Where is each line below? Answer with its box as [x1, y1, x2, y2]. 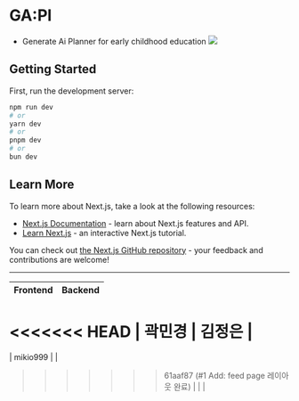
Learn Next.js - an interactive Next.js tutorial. [21, 227, 187, 238]
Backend [61, 283, 101, 296]
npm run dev [9, 102, 53, 111]
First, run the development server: [9, 86, 134, 96]
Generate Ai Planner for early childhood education [21, 36, 206, 46]
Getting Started [9, 61, 97, 77]
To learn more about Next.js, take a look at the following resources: [9, 200, 255, 211]
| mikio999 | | [9, 351, 58, 362]
